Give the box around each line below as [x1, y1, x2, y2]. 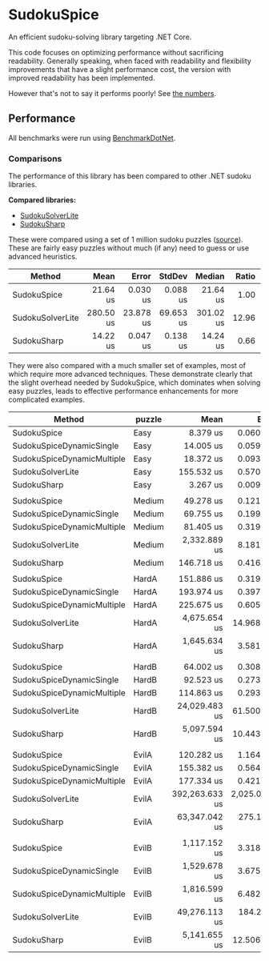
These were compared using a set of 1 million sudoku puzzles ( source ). [8, 234, 243, 245]
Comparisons [8, 153, 62, 164]
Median [195, 270, 225, 282]
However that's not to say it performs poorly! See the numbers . [8, 88, 217, 98]
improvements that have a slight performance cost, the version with [8, 64, 231, 74]
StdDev [159, 270, 188, 282]
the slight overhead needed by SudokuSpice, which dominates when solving [8, 378, 261, 387]
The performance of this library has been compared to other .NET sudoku [8, 171, 252, 181]
